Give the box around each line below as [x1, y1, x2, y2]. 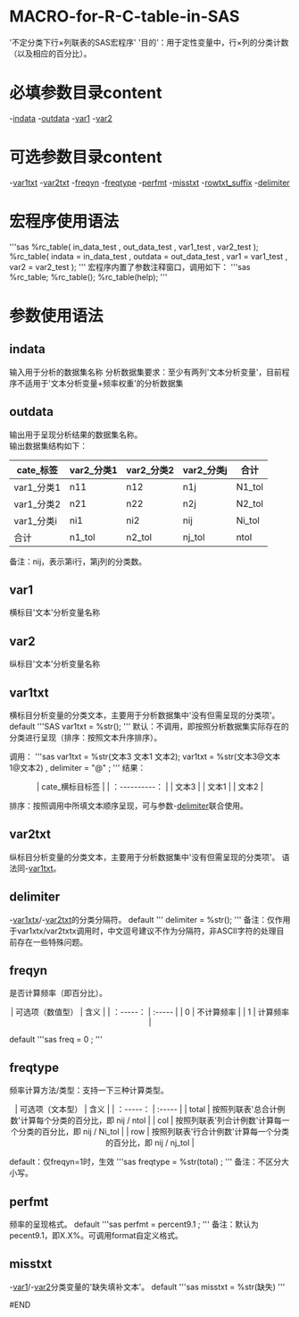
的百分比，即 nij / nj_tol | [105, 1137, 195, 1148]
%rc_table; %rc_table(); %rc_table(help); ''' [9, 271, 168, 283]
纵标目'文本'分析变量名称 [9, 659, 101, 670]
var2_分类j [182, 463, 228, 476]
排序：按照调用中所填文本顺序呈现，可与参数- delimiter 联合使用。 [9, 800, 248, 811]
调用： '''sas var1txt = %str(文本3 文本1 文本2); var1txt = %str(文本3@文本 [9, 751, 281, 762]
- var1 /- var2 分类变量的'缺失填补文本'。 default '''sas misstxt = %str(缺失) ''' [9, 1281, 286, 1292]
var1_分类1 [13, 481, 61, 494]
